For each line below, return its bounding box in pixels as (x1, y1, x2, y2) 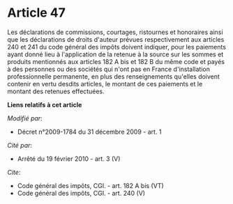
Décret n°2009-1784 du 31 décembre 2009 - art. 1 (17, 127, 162, 136)
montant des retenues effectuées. (7, 87, 105, 95)
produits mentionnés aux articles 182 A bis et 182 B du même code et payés (7, 57, 225, 65)
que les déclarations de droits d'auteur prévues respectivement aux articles (7, 35, 225, 43)
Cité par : (7, 141, 33, 149)
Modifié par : (7, 113, 43, 123)
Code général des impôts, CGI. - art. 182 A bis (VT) (17, 181, 164, 189)
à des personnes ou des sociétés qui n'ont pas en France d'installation (7, 65, 211, 73)
